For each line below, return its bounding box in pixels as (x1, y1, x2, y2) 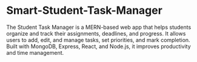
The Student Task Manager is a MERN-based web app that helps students (6, 23, 192, 31)
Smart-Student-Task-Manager (6, 4, 162, 17)
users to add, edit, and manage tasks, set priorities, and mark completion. (6, 36, 190, 43)
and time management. (6, 49, 64, 56)
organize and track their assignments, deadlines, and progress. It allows (6, 29, 186, 37)
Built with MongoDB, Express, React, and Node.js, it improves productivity (6, 43, 191, 50)
